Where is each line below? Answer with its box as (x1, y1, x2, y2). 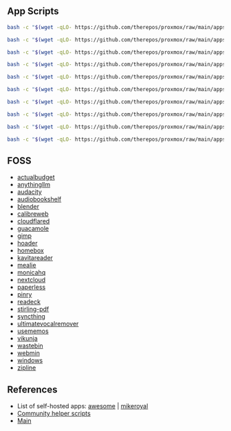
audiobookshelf (16, 195, 62, 203)
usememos (16, 327, 49, 335)
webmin (16, 349, 40, 357)
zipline (16, 363, 36, 372)
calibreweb (16, 210, 49, 218)
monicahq (16, 268, 46, 277)
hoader (16, 239, 38, 248)
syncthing (16, 312, 46, 321)
